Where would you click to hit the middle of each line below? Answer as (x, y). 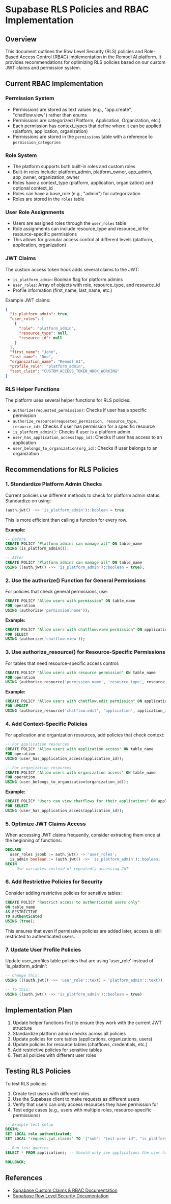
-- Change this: (22, 976)
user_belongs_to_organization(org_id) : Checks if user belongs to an (85, 448)
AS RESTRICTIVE (21, 912)
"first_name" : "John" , (34, 352)
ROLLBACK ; (16, 1162)
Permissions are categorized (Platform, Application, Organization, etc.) (87, 120)
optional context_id (33, 188)
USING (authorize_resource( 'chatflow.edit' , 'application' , (70, 711)
